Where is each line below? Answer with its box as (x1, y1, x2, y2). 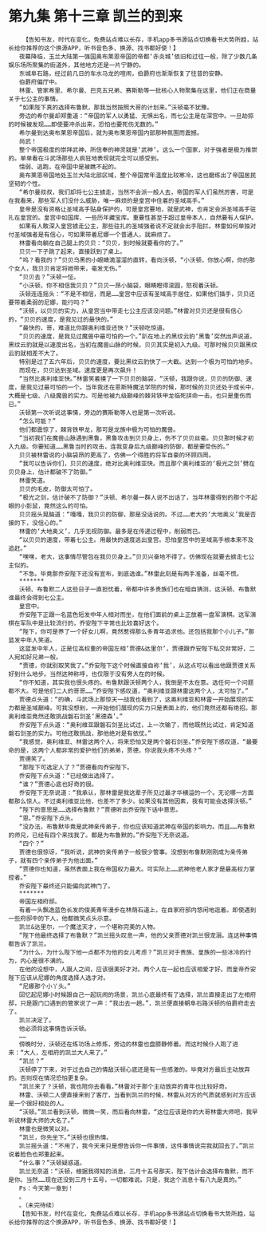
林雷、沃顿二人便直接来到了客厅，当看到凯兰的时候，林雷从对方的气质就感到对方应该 (18, 1091, 257, 1099)
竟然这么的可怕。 (43, 502, 92, 510)
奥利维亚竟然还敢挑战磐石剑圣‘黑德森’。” (8, 712, 124, 721)
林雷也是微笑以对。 (18, 1124, 73, 1133)
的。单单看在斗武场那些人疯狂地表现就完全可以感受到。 (8, 154, 163, 162)
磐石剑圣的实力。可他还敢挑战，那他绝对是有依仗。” (8, 729, 151, 737)
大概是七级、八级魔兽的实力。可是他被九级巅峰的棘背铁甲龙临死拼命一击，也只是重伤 (8, 392, 245, 400)
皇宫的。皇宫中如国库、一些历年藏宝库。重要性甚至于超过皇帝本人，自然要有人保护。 (19, 213, 257, 222)
